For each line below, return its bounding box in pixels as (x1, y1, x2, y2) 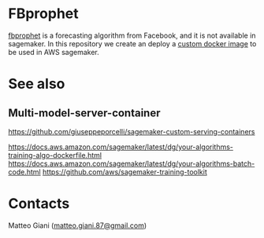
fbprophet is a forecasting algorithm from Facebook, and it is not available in (8, 31, 256, 40)
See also (8, 75, 65, 93)
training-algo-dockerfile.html (8, 150, 102, 159)
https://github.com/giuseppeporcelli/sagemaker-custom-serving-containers (8, 126, 255, 136)
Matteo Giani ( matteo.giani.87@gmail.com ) (8, 221, 147, 230)
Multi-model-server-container (8, 106, 161, 119)
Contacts (8, 195, 70, 213)
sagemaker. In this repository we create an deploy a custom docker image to (8, 38, 257, 48)
